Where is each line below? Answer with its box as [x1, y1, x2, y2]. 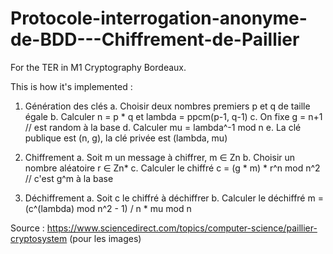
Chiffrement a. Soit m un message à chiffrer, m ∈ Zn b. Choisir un [24, 151, 296, 163]
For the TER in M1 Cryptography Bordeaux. [10, 61, 187, 73]
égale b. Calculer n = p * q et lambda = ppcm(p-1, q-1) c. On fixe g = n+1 [24, 110, 323, 122]
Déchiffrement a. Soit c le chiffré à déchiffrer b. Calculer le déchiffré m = [24, 192, 324, 204]
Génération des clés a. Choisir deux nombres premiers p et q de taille [24, 100, 311, 112]
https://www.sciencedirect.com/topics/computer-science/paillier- [46, 222, 318, 234]
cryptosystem [10, 232, 68, 244]
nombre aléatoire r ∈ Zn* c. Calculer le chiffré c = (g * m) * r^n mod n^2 [24, 162, 321, 174]
